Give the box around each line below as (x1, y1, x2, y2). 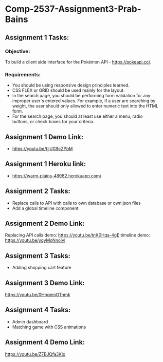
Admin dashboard (12, 319, 48, 324)
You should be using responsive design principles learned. (12, 82, 130, 88)
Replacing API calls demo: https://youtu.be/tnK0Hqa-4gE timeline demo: (5, 232, 150, 238)
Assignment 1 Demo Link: (5, 133, 84, 141)
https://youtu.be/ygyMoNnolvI (5, 237, 66, 243)
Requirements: (5, 71, 41, 78)
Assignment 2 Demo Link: (5, 219, 85, 228)
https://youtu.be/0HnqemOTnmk (5, 292, 71, 298)
